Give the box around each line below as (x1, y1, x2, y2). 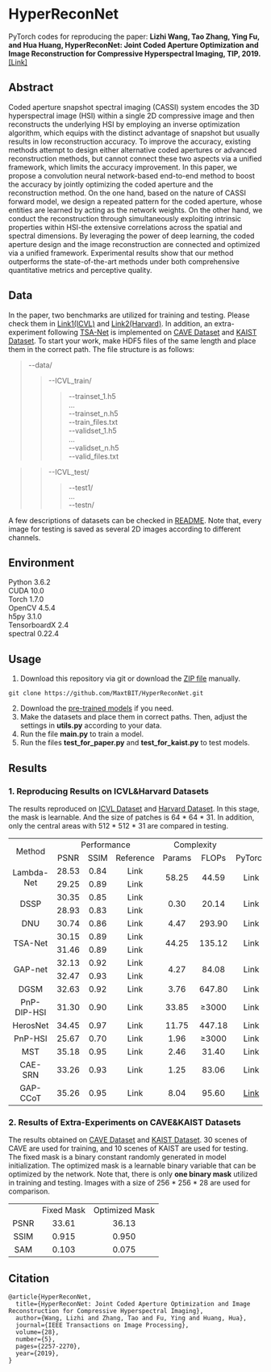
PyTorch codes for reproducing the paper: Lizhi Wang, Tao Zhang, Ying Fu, (8, 31, 260, 41)
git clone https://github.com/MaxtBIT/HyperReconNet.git (8, 690, 204, 698)
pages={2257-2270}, (15, 1342, 81, 1350)
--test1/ (68, 482, 94, 493)
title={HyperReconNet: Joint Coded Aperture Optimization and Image (15, 1299, 251, 1308)
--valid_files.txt (68, 451, 119, 461)
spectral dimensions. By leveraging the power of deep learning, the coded (8, 231, 255, 241)
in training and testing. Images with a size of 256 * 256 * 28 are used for (8, 1178, 251, 1188)
